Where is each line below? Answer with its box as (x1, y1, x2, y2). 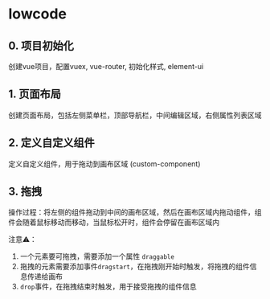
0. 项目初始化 (8, 39, 74, 52)
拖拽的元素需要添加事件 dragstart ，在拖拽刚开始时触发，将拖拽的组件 (19, 262, 251, 272)
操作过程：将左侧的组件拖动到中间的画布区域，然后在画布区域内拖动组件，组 (8, 207, 262, 217)
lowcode (8, 5, 67, 23)
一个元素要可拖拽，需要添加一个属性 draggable (19, 252, 175, 261)
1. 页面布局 (8, 88, 62, 101)
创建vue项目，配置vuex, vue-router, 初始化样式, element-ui (8, 62, 204, 71)
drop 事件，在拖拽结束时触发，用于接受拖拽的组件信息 (19, 282, 197, 292)
